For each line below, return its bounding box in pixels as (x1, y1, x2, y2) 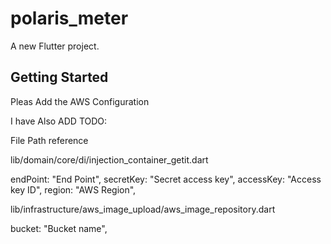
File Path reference (10, 134, 89, 146)
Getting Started (10, 69, 109, 86)
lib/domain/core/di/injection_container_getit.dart (10, 153, 209, 166)
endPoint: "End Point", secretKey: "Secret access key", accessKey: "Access (10, 173, 322, 185)
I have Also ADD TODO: (10, 115, 108, 127)
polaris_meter (10, 7, 129, 30)
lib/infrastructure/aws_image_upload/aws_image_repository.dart (10, 203, 276, 215)
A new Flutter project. (10, 40, 100, 52)
